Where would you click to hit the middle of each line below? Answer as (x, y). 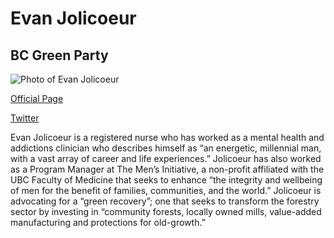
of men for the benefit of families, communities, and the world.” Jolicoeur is (166, 190)
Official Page (37, 98)
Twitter (25, 118)
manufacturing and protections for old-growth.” (108, 222)
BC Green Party (59, 55)
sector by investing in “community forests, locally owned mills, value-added (166, 211)
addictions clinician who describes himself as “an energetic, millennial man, (166, 148)
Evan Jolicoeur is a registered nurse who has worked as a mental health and (167, 137)
